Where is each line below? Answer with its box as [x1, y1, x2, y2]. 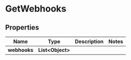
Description [75, 38, 104, 45]
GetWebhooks [5, 3, 67, 15]
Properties [5, 23, 39, 32]
